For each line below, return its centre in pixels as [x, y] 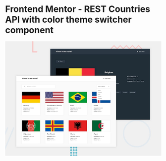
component [29, 30]
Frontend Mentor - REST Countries [78, 9]
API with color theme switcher [69, 20]
